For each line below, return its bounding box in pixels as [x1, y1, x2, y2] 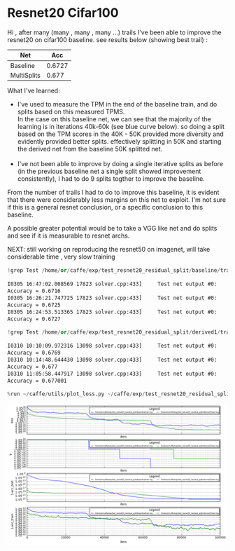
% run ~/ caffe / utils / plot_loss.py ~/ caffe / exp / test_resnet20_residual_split [7, 390, 233, 397]
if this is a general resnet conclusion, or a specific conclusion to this [7, 203, 204, 212]
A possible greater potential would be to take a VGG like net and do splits [7, 224, 218, 233]
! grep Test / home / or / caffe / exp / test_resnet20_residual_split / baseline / [7, 267, 220, 274]
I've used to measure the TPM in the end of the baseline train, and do [17, 100, 218, 109]
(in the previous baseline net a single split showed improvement [17, 167, 201, 176]
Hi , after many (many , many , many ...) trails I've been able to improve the [7, 28, 222, 36]
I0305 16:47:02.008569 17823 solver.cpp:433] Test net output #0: [7, 280, 218, 288]
